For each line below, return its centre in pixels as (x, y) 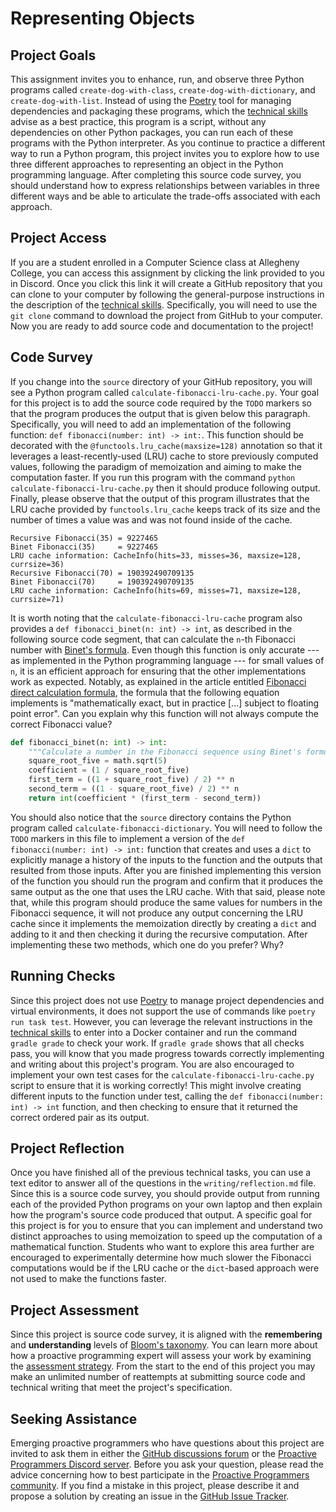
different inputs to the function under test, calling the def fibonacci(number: (167, 1096)
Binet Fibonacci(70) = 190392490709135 (102, 582)
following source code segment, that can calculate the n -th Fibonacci (153, 639)
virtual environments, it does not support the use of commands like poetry (163, 1011)
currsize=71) (37, 599)
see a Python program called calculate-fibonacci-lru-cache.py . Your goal (165, 392)
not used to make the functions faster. (88, 1279)
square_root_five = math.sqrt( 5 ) (98, 761)
